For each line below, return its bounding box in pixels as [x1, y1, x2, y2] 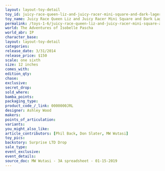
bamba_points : [5, 94, 34, 99]
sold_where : [5, 90, 29, 95]
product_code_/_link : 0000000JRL [5, 103, 74, 108]
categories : [5, 44, 29, 49]
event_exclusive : [5, 149, 41, 154]
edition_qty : [5, 71, 32, 76]
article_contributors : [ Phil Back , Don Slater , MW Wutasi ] [5, 131, 129, 136]
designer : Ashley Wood [5, 108, 52, 113]
